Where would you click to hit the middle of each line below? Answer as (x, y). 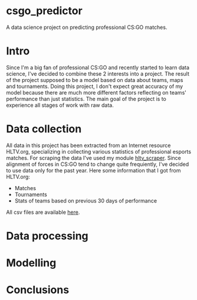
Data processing (47, 236)
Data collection (44, 129)
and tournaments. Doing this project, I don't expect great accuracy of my (95, 86)
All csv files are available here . (43, 212)
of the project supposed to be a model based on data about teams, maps (95, 80)
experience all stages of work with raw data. (60, 105)
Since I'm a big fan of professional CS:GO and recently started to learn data (98, 67)
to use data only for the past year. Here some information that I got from (93, 170)
